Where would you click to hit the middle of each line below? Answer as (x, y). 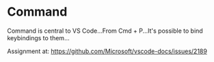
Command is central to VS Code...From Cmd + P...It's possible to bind (105, 31)
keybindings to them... (38, 37)
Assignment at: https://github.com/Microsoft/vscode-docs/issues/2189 (107, 51)
